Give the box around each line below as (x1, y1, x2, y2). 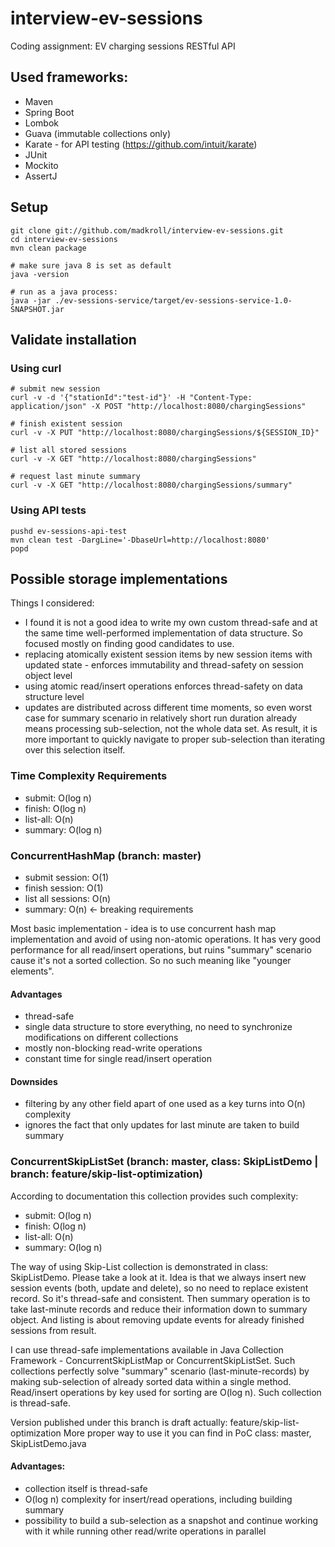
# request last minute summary (10, 472, 141, 482)
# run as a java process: (10, 287, 118, 297)
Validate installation (10, 331, 137, 348)
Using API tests (10, 503, 87, 517)
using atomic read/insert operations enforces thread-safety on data (24, 680, 303, 692)
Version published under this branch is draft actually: (10, 1416, 228, 1428)
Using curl (10, 361, 62, 375)
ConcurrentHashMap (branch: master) (10, 848, 202, 862)
